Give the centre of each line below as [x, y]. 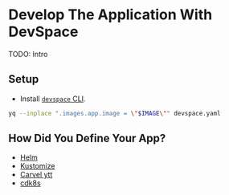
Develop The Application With [110, 15]
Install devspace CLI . [53, 99]
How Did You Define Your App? [87, 138]
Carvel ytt [36, 175]
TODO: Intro [28, 54]
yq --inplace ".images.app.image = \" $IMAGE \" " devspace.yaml [115, 113]
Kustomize [37, 166]
